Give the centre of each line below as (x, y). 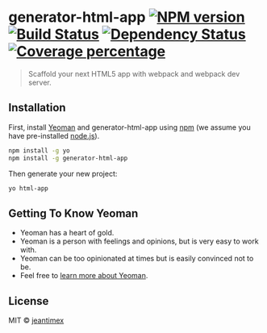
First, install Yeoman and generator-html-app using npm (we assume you (130, 127)
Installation (37, 108)
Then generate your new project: (63, 173)
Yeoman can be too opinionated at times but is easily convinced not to (137, 259)
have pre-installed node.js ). (54, 135)
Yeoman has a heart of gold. (67, 233)
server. (40, 82)
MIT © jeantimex (36, 320)
